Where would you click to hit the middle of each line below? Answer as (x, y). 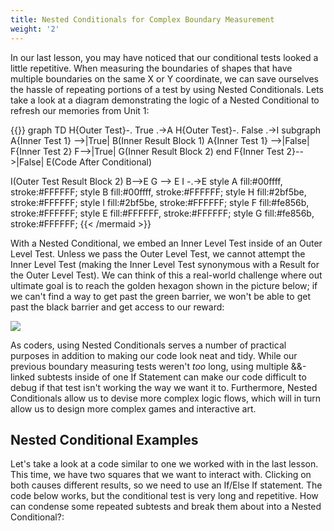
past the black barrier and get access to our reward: (117, 307)
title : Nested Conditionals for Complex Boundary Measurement (142, 19)
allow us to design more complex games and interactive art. (133, 408)
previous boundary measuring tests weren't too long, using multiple (149, 366)
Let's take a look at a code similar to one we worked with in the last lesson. (164, 464)
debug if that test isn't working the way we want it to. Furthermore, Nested (164, 387)
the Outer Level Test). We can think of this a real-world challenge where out (166, 275)
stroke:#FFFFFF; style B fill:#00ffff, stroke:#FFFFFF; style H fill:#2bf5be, (158, 192)
